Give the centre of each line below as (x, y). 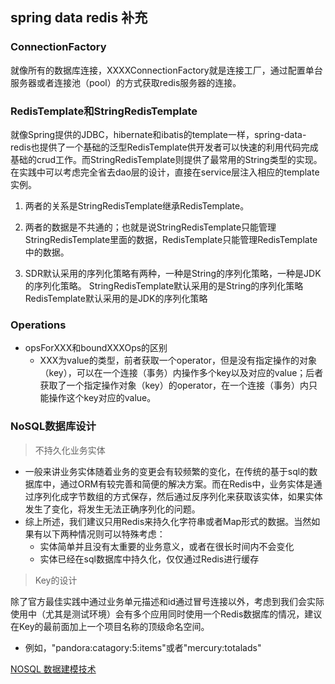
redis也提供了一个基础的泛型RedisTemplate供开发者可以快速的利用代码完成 (164, 147)
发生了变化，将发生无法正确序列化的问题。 (112, 509)
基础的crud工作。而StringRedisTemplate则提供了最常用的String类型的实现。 (166, 159)
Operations (38, 325)
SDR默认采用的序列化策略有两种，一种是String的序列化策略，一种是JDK (173, 273)
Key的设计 (56, 580)
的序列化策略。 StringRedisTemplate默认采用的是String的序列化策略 (164, 285)
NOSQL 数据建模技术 (53, 669)
